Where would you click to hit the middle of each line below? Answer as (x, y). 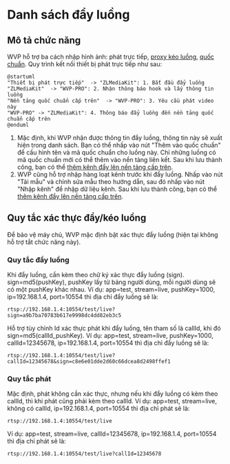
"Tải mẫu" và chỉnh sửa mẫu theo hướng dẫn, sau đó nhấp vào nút (111, 182)
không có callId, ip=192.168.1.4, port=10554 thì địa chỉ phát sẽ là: (98, 408)
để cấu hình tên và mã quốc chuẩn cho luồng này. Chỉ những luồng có (116, 152)
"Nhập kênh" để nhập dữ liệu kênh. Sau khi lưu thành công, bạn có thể (117, 189)
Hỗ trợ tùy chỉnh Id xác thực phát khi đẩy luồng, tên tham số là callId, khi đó (114, 328)
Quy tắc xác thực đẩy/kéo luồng (77, 218)
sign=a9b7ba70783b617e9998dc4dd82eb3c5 (64, 316)
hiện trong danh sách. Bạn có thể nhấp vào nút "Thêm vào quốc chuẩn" (119, 145)
